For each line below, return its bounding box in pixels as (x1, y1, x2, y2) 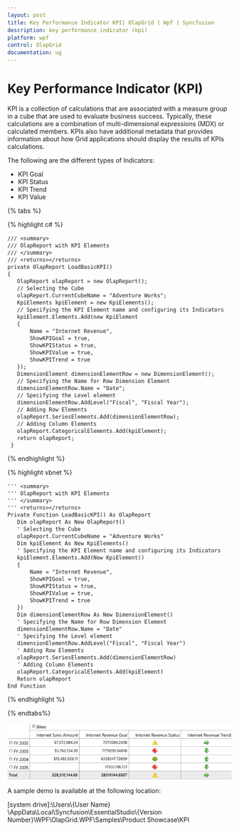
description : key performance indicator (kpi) (7, 26, 148, 34)
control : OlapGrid (7, 41, 62, 49)
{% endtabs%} (7, 708, 51, 717)
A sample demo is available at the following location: (7, 786, 161, 795)
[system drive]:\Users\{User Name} (7, 800, 111, 809)
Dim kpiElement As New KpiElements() (16, 539, 129, 547)
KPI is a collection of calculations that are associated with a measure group (7, 104, 228, 113)
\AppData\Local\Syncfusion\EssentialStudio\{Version (7, 807, 162, 816)
